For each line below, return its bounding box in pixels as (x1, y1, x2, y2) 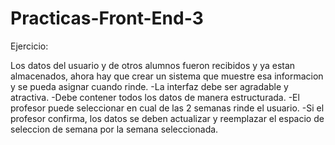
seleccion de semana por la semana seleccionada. (10, 123, 219, 135)
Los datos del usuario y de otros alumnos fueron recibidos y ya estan (10, 59, 296, 71)
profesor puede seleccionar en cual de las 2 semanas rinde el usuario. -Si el (10, 102, 325, 114)
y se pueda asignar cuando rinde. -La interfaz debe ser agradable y (10, 80, 289, 92)
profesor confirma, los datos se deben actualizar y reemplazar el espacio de (10, 112, 325, 124)
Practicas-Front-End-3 (10, 7, 204, 30)
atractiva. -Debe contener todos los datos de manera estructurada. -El (10, 91, 300, 103)
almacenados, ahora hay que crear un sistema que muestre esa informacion (10, 70, 324, 82)
